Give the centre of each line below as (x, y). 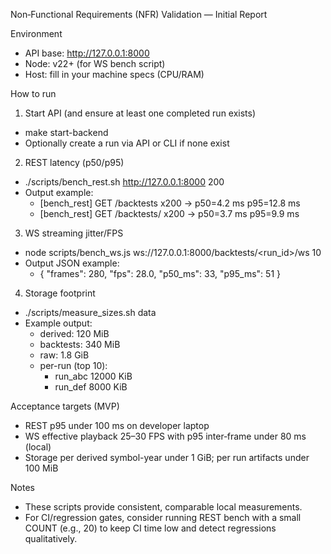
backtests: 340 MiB (80, 344)
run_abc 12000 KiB (93, 376)
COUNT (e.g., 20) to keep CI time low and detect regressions (150, 528)
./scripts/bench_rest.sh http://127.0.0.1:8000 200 (124, 182)
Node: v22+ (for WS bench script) (95, 63)
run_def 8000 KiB (91, 387)
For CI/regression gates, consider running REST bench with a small (163, 517)
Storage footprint (60, 293)
